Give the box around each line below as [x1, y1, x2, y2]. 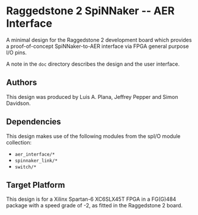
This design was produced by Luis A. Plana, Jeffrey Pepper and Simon [6, 93, 178, 100]
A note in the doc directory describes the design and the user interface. [6, 60, 180, 68]
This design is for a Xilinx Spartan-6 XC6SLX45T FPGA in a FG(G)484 [6, 195, 177, 203]
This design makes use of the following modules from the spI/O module [6, 132, 181, 140]
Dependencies [6, 117, 61, 127]
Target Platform [6, 179, 65, 190]
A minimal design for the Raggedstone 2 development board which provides [6, 36, 192, 43]
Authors [6, 78, 37, 88]
